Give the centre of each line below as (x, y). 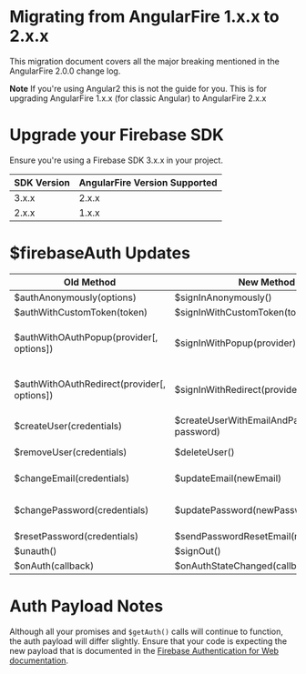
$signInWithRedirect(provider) (239, 389)
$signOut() (198, 550)
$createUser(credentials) (68, 426)
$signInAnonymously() (223, 297)
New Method (267, 282)
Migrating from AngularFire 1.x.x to (144, 17)
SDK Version (42, 182)
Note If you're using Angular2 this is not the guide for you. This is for (138, 88)
